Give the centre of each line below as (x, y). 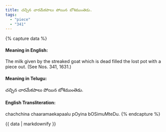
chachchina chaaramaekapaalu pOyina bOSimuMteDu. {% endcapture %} (83, 114)
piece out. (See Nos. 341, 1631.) (38, 67)
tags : (11, 15)
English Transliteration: (31, 103)
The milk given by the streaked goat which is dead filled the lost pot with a (83, 61)
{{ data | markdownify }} (31, 124)
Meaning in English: (27, 50)
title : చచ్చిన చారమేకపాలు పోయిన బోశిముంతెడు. (49, 10)
